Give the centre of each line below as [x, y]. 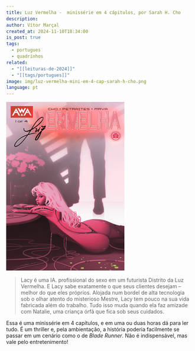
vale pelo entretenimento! [37, 342]
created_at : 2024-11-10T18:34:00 [47, 31]
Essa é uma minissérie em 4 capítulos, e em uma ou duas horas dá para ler [97, 323]
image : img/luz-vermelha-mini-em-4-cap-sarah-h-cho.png [76, 81]
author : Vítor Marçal [33, 25]
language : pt [22, 88]
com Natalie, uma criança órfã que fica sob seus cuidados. [92, 312]
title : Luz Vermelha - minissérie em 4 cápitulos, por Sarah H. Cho [94, 12]
